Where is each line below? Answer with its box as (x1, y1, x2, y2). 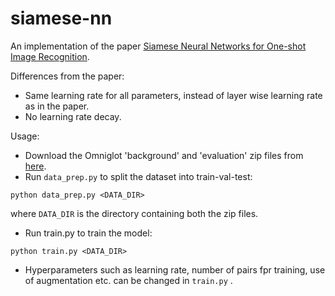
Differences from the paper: (10, 70, 125, 82)
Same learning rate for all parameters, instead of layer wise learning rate (24, 89, 323, 101)
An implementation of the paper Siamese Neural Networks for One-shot (10, 40, 307, 52)
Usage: (10, 130, 40, 142)
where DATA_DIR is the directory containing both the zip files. (10, 207, 259, 219)
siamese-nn (10, 7, 113, 30)
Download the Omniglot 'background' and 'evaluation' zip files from (24, 149, 304, 161)
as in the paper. (24, 100, 90, 112)
